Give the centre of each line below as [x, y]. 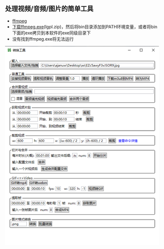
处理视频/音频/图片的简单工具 [49, 9]
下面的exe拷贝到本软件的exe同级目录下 [51, 33]
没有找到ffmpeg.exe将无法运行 [43, 39]
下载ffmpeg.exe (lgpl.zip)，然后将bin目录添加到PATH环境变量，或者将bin [85, 26]
